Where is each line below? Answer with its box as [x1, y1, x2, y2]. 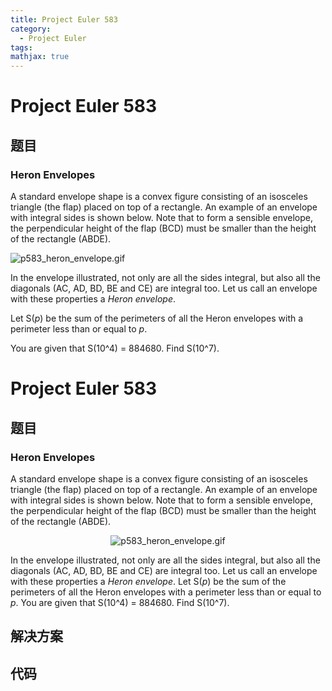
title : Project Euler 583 [10, 14, 118, 25]
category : [10, 24, 52, 34]
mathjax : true [10, 52, 70, 62]
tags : [10, 42, 33, 53]
